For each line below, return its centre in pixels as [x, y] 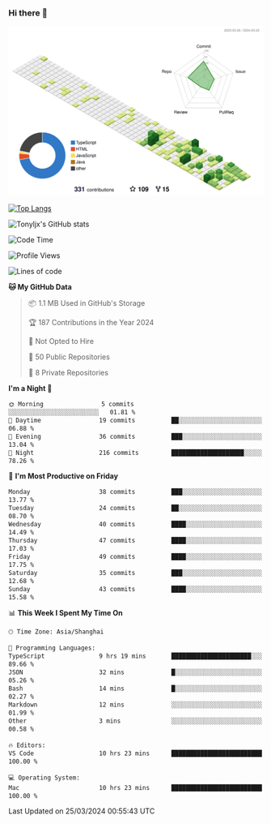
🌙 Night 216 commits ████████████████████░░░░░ [135, 453]
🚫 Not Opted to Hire [61, 341]
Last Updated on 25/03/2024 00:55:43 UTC [82, 811]
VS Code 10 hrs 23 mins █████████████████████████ [135, 753]
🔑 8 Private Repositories [68, 373]
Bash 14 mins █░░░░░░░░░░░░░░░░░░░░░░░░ [135, 689]
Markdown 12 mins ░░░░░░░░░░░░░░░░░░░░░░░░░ [135, 705]
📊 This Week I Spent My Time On [66, 613]
